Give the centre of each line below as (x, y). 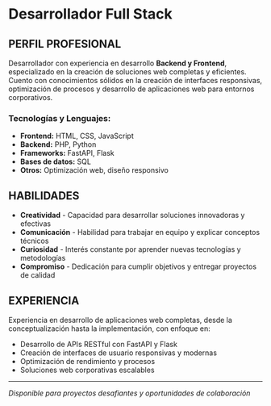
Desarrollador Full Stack (91, 14)
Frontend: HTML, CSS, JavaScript (77, 136)
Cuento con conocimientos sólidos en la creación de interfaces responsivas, (135, 80)
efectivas (35, 224)
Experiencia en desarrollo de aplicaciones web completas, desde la (120, 320)
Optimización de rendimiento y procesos (88, 361)
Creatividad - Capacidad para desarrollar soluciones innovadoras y (132, 216)
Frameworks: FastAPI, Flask (67, 153)
